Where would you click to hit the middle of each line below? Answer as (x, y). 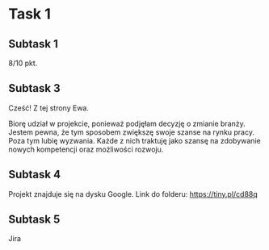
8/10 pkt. (23, 63)
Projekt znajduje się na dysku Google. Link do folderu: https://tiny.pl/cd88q (133, 194)
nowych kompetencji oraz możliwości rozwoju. (86, 149)
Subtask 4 (35, 175)
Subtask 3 (34, 88)
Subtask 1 (34, 44)
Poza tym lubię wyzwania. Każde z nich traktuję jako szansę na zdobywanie (134, 140)
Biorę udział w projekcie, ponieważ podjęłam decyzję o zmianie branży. (127, 123)
